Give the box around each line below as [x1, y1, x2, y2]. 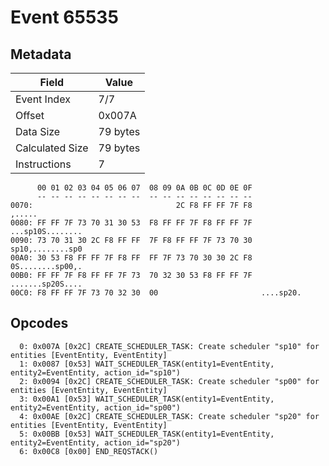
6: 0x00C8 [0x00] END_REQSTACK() [19, 446, 159, 456]
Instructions [15, 157, 72, 171]
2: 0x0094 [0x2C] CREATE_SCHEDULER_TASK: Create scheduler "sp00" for [19, 376, 320, 386]
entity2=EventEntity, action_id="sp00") [10, 402, 182, 413]
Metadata [10, 46, 72, 63]
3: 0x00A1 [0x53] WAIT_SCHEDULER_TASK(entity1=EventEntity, [19, 394, 275, 404]
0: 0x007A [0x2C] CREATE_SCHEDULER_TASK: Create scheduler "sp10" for [19, 341, 320, 351]
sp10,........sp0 [10, 244, 83, 254]
